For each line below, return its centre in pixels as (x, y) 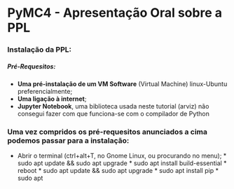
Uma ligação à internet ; (52, 99)
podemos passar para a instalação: (68, 140)
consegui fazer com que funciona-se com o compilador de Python (113, 114)
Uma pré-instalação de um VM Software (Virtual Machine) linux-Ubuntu (122, 84)
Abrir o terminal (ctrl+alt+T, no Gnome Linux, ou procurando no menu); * (122, 156)
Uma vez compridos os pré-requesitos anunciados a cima (108, 132)
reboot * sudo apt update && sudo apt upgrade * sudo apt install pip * (118, 171)
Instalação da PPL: (40, 50)
